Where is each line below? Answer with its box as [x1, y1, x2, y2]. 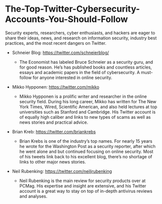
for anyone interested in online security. [33, 74, 112, 80]
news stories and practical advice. [19, 119, 89, 125]
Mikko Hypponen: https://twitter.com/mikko [12, 84, 100, 90]
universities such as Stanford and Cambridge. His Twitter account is [19, 109, 156, 115]
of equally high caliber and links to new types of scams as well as [19, 114, 151, 120]
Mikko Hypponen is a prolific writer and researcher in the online [19, 93, 147, 99]
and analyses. [19, 193, 48, 199]
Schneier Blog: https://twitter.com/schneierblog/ [12, 50, 109, 56]
